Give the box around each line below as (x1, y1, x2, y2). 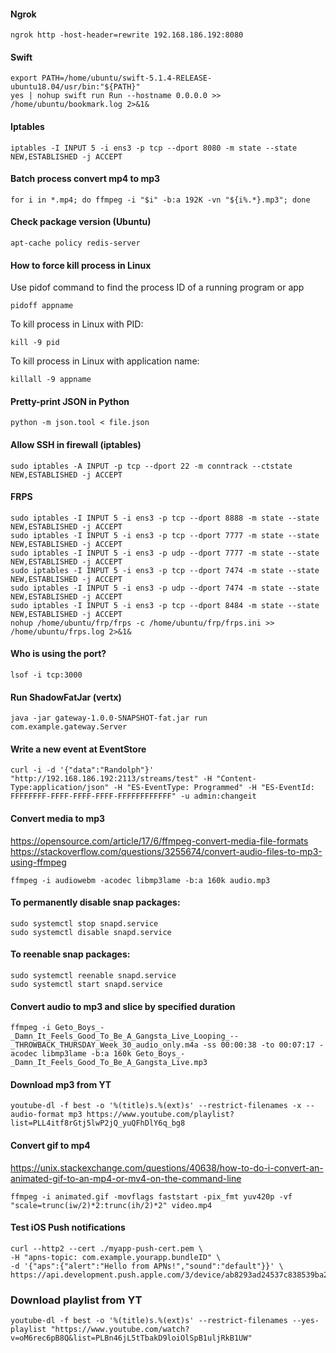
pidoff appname (10, 301, 74, 311)
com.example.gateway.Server (10, 722, 128, 732)
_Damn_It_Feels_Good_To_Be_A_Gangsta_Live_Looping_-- (10, 1031, 240, 1042)
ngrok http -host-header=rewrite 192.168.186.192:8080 (10, 30, 244, 40)
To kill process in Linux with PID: (10, 318, 144, 330)
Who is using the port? (10, 648, 107, 660)
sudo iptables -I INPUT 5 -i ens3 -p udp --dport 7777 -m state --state (10, 548, 320, 558)
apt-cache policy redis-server (10, 238, 141, 249)
